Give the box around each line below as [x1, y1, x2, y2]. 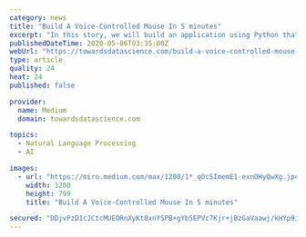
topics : [9, 131, 39, 140]
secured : [9, 214, 43, 223]
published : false [9, 81, 76, 90]
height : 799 [25, 189, 71, 198]
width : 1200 [25, 181, 71, 190]
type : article [9, 55, 64, 64]
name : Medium [17, 105, 67, 114]
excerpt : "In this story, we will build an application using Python [9, 30, 280, 39]
